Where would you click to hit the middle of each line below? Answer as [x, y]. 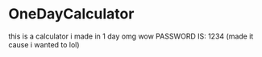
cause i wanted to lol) [44, 44]
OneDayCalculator [71, 14]
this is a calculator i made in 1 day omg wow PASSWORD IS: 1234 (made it [131, 36]
